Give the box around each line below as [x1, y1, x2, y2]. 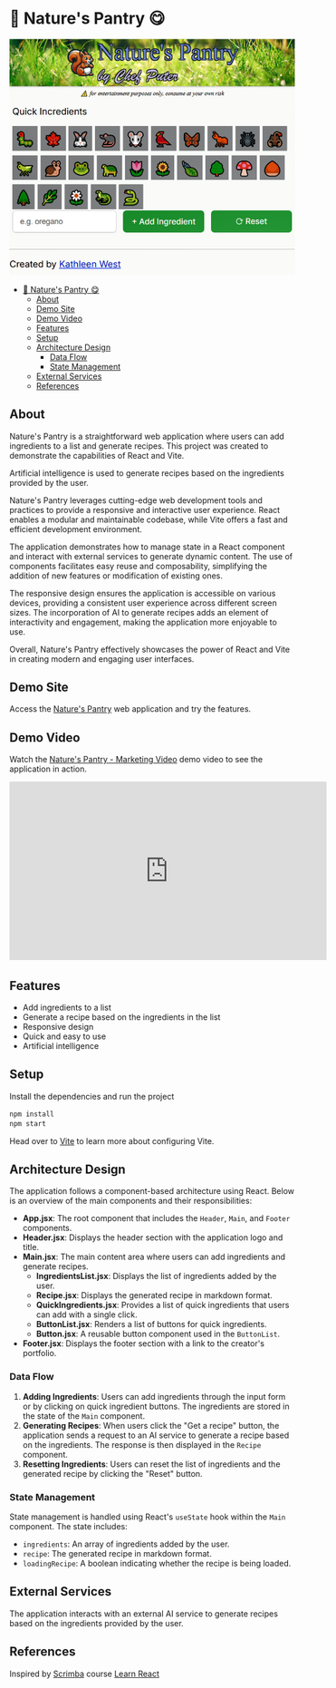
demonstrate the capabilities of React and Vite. [9, 450, 185, 461]
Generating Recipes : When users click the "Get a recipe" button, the [22, 1420, 280, 1431]
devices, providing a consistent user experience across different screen [9, 597, 278, 608]
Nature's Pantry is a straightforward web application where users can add [9, 431, 285, 441]
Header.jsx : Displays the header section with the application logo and [22, 1232, 283, 1243]
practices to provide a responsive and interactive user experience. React [9, 504, 281, 515]
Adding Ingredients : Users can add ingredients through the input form [22, 1391, 286, 1402]
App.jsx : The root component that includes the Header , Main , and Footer [22, 1213, 291, 1224]
